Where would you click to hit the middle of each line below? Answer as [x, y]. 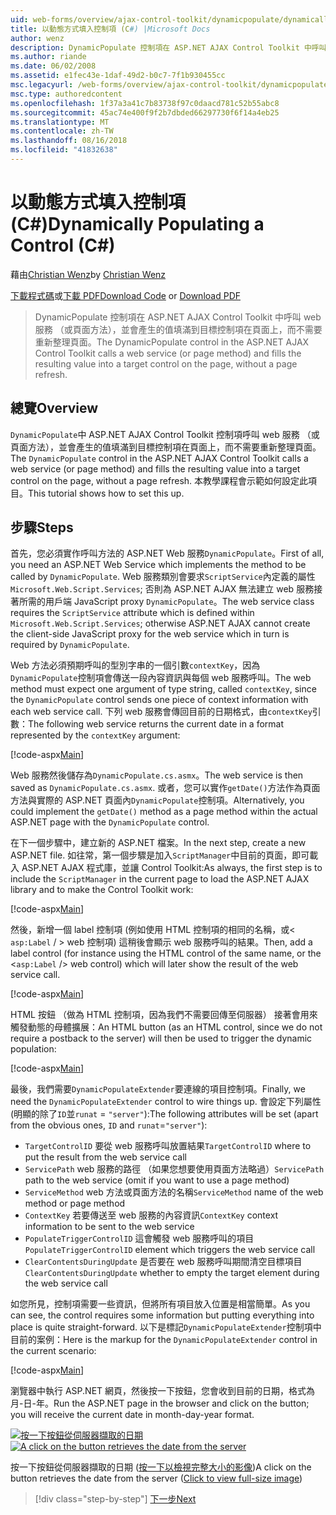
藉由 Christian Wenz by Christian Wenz [88, 274]
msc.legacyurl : [42, 85]
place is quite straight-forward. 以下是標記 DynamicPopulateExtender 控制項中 [166, 1327]
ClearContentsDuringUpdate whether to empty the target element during [172, 1273]
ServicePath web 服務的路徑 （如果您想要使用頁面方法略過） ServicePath [174, 1169]
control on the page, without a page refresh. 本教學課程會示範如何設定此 [159, 480]
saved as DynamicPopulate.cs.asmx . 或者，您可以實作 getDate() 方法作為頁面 [165, 788]
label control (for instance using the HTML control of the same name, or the [166, 953]
